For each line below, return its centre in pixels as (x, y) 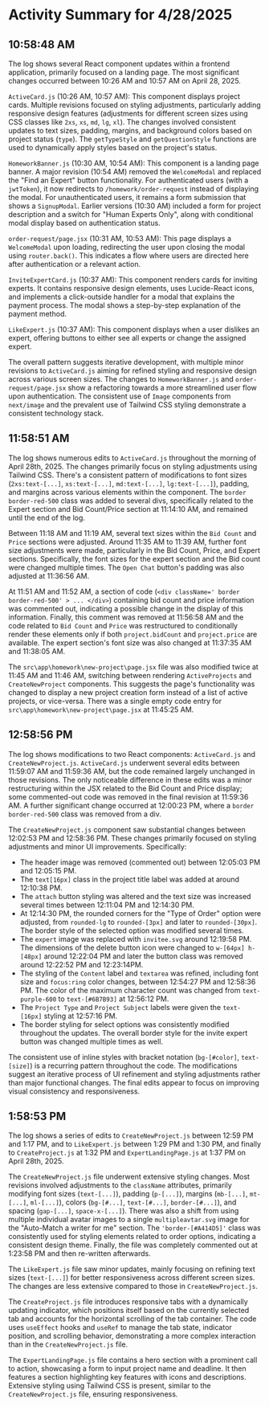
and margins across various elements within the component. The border (127, 492)
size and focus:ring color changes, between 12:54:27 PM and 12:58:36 (138, 981)
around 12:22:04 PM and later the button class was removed (143, 956)
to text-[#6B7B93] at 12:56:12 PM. (114, 999)
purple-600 (38, 999)
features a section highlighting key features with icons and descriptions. (127, 1377)
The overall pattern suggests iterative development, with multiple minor (126, 362)
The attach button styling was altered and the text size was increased (135, 896)
